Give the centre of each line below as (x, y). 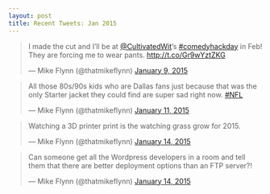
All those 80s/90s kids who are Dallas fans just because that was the (143, 86)
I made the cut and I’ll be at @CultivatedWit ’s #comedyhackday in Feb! (145, 46)
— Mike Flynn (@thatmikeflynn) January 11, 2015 (108, 110)
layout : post (30, 16)
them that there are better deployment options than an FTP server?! (140, 165)
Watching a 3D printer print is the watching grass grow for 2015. (134, 126)
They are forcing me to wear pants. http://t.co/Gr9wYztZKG (127, 55)
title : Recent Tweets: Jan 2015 (62, 23)
